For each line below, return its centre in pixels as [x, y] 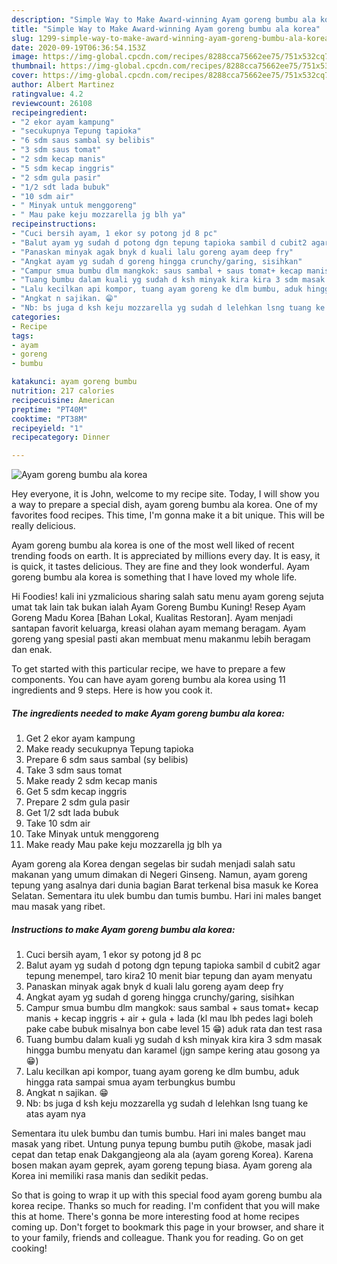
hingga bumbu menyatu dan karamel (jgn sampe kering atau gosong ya [173, 1050]
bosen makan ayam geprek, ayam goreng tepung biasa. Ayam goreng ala [162, 1165]
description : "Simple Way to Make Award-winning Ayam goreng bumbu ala [163, 19]
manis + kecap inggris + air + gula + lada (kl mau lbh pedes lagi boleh [169, 1018]
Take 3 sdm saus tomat [74, 770]
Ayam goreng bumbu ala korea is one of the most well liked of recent [153, 545]
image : [25, 57]
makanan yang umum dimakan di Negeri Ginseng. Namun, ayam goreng [159, 875]
